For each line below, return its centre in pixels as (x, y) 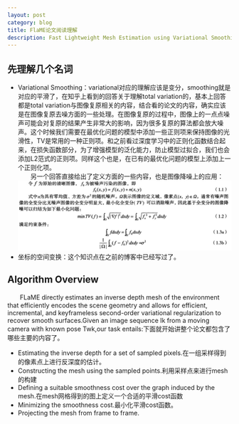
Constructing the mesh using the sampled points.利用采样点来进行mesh (123, 371)
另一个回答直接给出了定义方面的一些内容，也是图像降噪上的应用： (127, 176)
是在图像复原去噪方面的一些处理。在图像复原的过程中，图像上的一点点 (121, 115)
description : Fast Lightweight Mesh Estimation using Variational (108, 38)
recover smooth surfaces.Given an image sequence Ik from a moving (108, 321)
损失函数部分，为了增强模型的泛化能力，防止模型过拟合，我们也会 (133, 150)
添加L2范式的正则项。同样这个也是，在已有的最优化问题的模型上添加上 (121, 159)
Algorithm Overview (53, 280)
